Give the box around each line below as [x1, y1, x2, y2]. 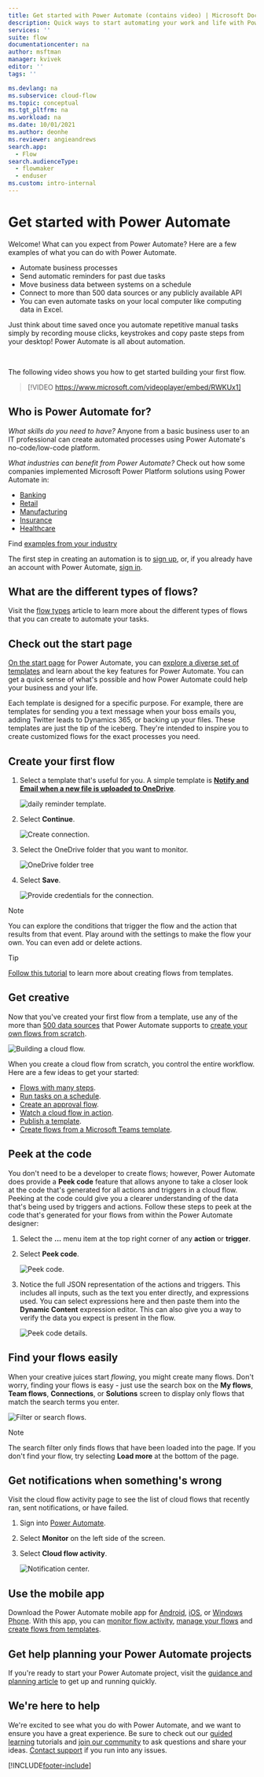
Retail [19, 498, 38, 508]
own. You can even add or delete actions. [8, 938, 143, 948]
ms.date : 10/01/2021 [8, 121, 76, 129]
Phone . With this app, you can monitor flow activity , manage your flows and [8, 1616, 253, 1626]
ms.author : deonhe [8, 128, 68, 136]
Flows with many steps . [19, 1083, 97, 1092]
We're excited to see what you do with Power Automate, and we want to [8, 1720, 241, 1730]
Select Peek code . [19, 1249, 80, 1258]
